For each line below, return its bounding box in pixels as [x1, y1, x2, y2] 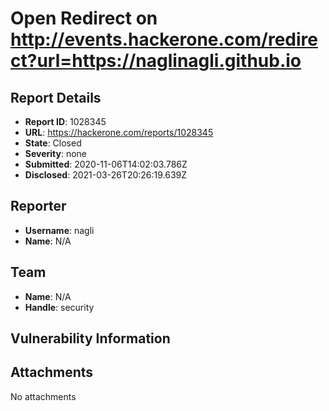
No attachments [10, 390, 77, 402]
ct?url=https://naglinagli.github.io [10, 50, 302, 72]
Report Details [10, 89, 102, 106]
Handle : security [24, 301, 95, 313]
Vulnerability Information [10, 330, 171, 347]
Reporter [10, 198, 67, 215]
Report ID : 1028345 [24, 116, 107, 127]
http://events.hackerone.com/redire [10, 28, 318, 51]
